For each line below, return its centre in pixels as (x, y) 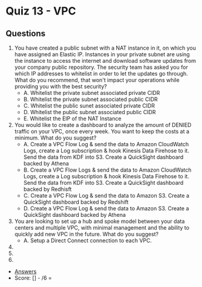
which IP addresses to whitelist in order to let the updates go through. (101, 73)
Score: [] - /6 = (33, 278)
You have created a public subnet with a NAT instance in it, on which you (105, 48)
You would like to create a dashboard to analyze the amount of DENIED (103, 125)
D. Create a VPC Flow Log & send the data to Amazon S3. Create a (106, 208)
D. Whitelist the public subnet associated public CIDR (90, 112)
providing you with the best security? (60, 86)
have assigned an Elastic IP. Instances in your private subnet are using (102, 54)
